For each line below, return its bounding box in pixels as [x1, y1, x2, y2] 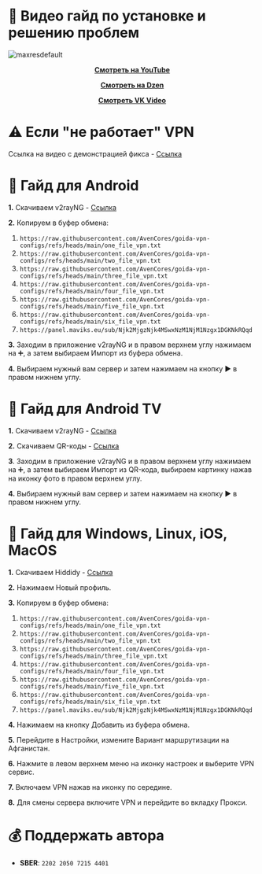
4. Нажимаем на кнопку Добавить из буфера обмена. [8, 720, 190, 729]
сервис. [8, 767, 35, 776]
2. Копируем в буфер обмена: [8, 218, 109, 227]
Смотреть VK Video [98, 95, 167, 105]
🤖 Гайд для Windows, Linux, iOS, [8, 525, 228, 542]
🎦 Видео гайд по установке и [8, 7, 206, 25]
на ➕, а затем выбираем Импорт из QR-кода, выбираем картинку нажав [8, 464, 253, 474]
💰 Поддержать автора [8, 826, 165, 844]
